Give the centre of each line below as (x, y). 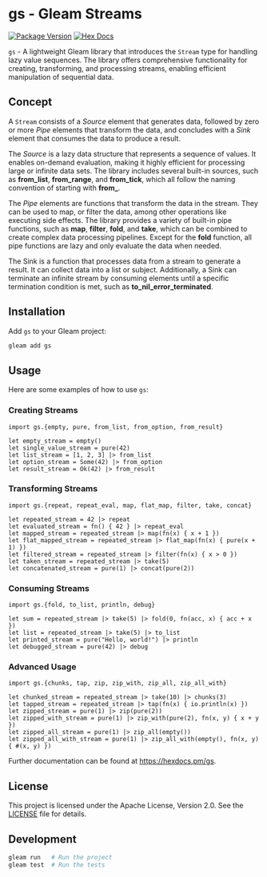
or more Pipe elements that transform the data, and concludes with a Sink (130, 129)
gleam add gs (30, 345)
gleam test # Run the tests (57, 865)
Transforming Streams (53, 489)
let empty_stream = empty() (55, 441)
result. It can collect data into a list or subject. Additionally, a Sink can (123, 269)
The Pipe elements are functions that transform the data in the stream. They (133, 203)
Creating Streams (43, 411)
